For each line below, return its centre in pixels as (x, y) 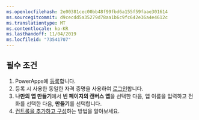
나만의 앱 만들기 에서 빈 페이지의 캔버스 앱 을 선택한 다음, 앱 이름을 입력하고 (101, 96)
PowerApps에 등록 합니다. (45, 81)
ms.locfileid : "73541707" (38, 40)
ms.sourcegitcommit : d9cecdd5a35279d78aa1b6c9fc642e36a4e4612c (87, 17)
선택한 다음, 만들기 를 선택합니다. (64, 103)
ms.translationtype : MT (36, 23)
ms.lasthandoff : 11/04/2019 (41, 34)
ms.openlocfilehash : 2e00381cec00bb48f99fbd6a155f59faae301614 (87, 12)
